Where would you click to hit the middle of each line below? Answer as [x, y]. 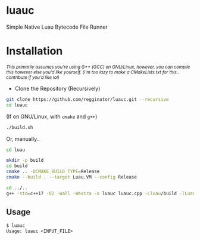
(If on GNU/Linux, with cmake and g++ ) [52, 116]
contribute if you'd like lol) [33, 77]
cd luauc [17, 105]
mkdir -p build [25, 161]
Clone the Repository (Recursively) [57, 88]
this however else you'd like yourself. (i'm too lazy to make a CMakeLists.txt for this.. [93, 72]
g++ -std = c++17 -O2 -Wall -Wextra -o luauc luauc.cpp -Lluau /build [92, 193]
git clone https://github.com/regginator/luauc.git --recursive [87, 99]
